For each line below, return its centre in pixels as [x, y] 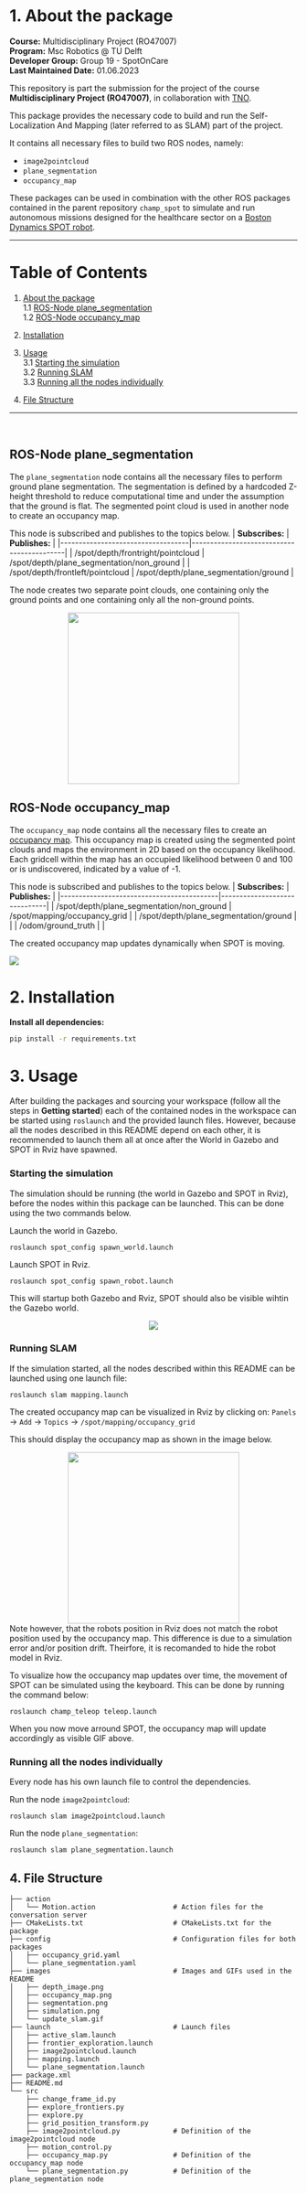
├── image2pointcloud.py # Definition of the [138, 2131]
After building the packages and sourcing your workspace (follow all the [145, 1101]
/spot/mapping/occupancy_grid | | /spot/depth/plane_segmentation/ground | [153, 915]
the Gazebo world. [44, 1308]
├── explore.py [55, 2115]
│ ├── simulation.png [55, 2011]
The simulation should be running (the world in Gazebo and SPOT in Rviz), [149, 1193]
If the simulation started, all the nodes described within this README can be [152, 1368]
